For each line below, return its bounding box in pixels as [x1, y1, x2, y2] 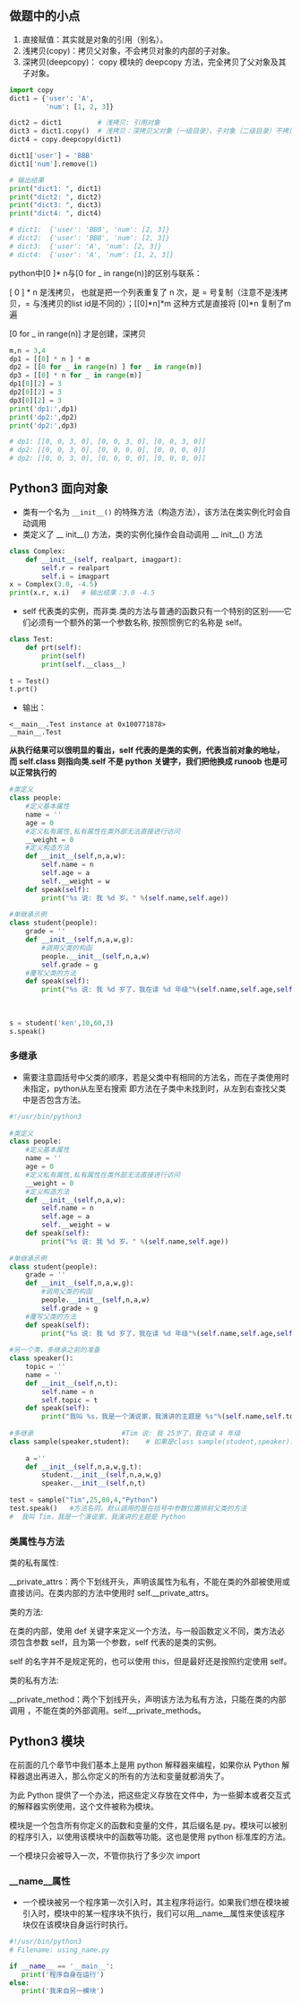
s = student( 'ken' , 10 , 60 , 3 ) [9, 1019, 115, 1028]
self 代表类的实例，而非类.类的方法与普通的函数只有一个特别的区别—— [21, 606, 284, 617]
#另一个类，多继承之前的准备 [9, 1346, 100, 1355]
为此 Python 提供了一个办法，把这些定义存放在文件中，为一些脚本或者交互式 [9, 1790, 291, 1800]
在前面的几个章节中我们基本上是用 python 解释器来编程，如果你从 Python [9, 1759, 280, 1770]
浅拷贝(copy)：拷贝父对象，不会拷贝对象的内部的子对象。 [21, 45, 236, 56]
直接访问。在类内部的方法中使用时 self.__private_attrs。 [9, 1587, 214, 1598]
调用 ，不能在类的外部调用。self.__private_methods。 [9, 1704, 206, 1715]
